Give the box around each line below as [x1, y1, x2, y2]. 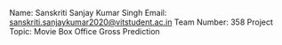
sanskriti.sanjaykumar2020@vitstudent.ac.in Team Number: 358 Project [9, 17, 274, 27]
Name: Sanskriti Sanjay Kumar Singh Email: [9, 8, 167, 18]
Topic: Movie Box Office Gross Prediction [9, 26, 160, 36]
